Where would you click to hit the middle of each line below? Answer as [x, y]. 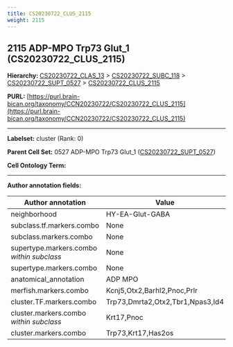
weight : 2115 [26, 20]
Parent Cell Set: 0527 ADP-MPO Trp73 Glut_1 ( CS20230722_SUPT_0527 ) [112, 152]
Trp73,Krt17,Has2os [140, 333]
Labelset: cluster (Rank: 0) [45, 139]
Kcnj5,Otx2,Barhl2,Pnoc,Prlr [152, 291]
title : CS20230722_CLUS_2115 [49, 14]
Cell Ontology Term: [37, 166]
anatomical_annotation [48, 280]
